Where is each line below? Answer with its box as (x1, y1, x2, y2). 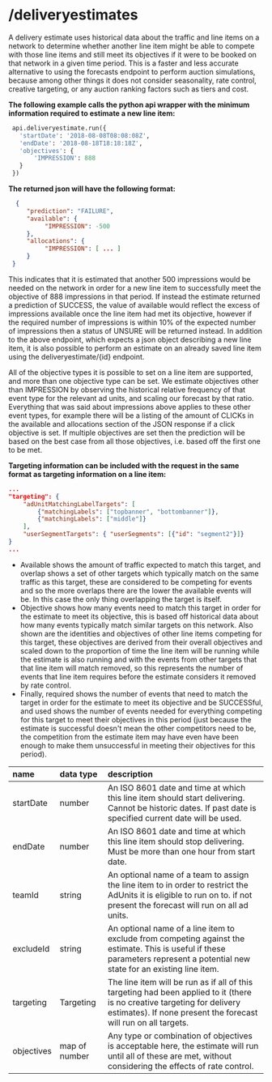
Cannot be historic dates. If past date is (108, 802, 257, 813)
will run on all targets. (108, 1016, 189, 1028)
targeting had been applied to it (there (108, 986, 253, 998)
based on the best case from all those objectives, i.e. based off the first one (8, 436, 261, 446)
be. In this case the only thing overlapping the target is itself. (19, 594, 223, 604)
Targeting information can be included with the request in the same (8, 460, 240, 471)
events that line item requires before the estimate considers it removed (19, 671, 257, 681)
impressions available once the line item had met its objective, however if (8, 309, 253, 318)
